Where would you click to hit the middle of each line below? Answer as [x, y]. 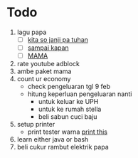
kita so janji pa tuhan [58, 39]
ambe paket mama [44, 71]
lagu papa [32, 32]
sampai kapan [48, 48]
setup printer [36, 125]
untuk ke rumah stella [70, 109]
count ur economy [44, 79]
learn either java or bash [53, 139]
